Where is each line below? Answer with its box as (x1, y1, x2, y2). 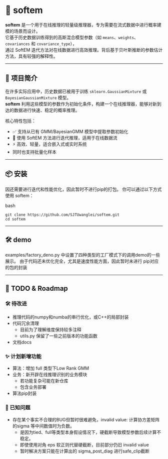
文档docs (12, 339, 32, 346)
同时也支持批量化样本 (12, 149, 56, 155)
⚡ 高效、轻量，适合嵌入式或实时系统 (12, 141, 87, 147)
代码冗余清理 (12, 320, 39, 326)
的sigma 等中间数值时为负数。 (12, 423, 75, 429)
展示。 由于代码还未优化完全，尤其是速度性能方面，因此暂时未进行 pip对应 (5, 258, 159, 264)
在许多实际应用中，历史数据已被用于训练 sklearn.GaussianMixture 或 (5, 88, 147, 94)
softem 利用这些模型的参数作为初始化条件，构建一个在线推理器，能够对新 (5, 100, 157, 107)
